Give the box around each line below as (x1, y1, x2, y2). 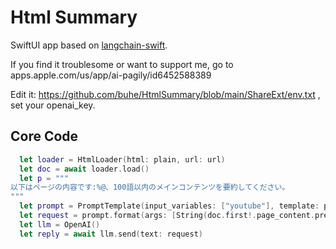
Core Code (10, 128, 79, 145)
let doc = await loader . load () (19, 164, 150, 174)
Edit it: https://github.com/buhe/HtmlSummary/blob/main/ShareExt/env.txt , (10, 88, 321, 100)
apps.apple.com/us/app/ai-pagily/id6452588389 (10, 69, 212, 81)
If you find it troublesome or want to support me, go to (10, 58, 234, 70)
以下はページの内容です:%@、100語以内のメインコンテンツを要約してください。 (10, 182, 290, 193)
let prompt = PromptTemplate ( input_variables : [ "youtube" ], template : (19, 201, 320, 211)
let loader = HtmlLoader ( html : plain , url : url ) (19, 154, 226, 165)
